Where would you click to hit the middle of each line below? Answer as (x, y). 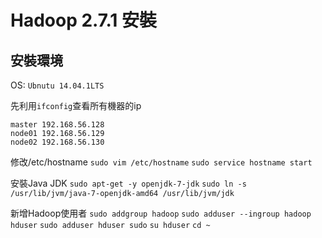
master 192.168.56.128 (57, 125)
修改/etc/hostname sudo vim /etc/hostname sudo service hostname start (161, 162)
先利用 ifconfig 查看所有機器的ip (76, 105)
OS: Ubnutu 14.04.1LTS (57, 85)
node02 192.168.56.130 (57, 142)
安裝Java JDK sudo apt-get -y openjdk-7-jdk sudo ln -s (128, 183)
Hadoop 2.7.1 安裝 (84, 20)
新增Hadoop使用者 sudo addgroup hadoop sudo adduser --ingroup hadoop (161, 213)
